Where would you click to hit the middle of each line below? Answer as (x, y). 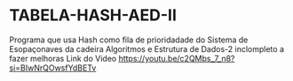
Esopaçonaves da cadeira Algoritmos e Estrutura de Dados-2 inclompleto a (146, 48)
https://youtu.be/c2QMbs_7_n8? (177, 58)
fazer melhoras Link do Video (63, 58)
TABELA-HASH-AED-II (93, 15)
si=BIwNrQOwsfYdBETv (53, 68)
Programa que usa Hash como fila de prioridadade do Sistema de (129, 40)
